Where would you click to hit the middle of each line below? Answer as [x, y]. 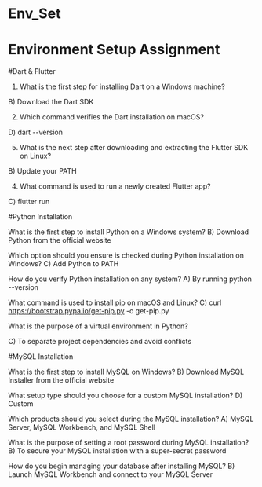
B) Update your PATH [42, 171]
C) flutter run [29, 202]
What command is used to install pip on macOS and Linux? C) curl [115, 302]
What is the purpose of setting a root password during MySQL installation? [129, 443]
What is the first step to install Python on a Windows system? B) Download [129, 232]
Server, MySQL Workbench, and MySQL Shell [82, 427]
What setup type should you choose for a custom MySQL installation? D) [126, 395]
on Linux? [35, 156]
